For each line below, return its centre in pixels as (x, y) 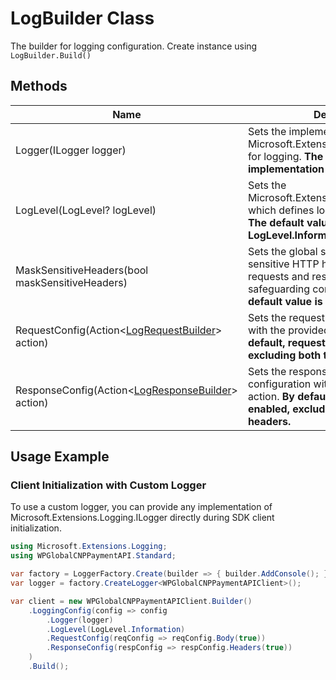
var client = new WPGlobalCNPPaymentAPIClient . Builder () (131, 601)
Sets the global (282, 251)
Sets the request (286, 317)
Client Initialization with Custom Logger (108, 485)
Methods (39, 86)
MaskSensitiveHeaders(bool (82, 270)
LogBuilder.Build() (51, 55)
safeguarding (279, 289)
